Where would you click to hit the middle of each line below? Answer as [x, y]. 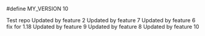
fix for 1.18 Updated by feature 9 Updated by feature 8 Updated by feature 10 [103, 27]
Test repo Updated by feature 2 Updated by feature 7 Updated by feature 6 [101, 20]
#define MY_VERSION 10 [37, 9]
